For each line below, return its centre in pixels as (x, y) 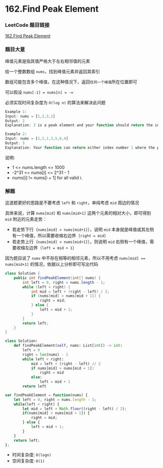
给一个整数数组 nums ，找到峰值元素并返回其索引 (53, 71)
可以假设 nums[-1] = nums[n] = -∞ (39, 92)
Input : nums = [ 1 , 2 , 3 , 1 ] (30, 116)
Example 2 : (16, 134)
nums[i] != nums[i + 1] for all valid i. (47, 178)
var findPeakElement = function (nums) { (47, 395)
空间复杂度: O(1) (28, 461)
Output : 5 (15, 143)
